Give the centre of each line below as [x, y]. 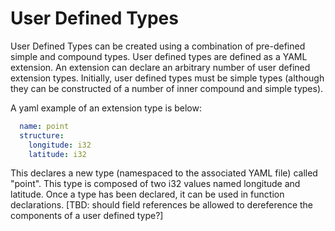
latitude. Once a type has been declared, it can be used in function [147, 194]
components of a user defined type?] [87, 216]
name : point [44, 126]
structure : [42, 135]
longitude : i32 [60, 145]
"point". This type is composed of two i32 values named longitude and [155, 184]
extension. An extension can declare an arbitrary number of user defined [160, 67]
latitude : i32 [57, 154]
